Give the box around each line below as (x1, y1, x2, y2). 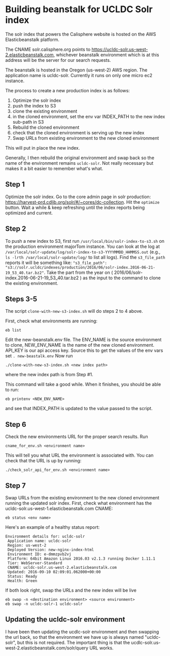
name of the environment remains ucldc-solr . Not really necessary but (5, 160, 154, 166)
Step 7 (5, 481, 26, 490)
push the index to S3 (12, 102, 56, 108)
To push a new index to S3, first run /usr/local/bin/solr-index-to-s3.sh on (5, 238, 165, 244)
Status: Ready (7, 574, 38, 579)
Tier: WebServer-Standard (7, 561, 62, 566)
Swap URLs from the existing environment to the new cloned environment (5, 495, 160, 500)
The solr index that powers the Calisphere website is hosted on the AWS (5, 31, 156, 37)
